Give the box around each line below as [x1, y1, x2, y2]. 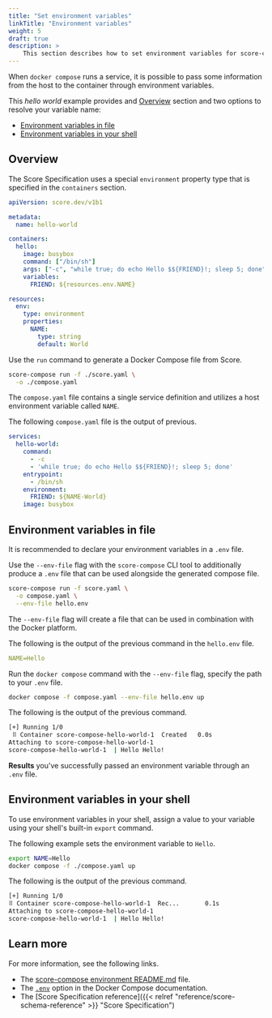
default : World [37, 340, 89, 349]
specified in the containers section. [8, 182, 127, 192]
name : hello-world [15, 220, 79, 229]
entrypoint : [23, 470, 63, 478]
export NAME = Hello [8, 854, 70, 862]
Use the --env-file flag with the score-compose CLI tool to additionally [8, 560, 241, 570]
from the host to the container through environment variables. [8, 80, 215, 90]
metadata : [8, 212, 42, 221]
